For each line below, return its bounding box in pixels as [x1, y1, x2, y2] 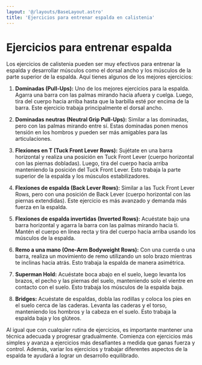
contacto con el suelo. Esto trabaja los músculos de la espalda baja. [14, 283, 184, 291]
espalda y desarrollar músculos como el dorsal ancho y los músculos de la [6, 67, 191, 74]
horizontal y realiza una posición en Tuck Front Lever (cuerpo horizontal [14, 153, 194, 161]
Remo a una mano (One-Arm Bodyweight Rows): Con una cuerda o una [14, 246, 196, 254]
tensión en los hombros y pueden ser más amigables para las [14, 129, 168, 136]
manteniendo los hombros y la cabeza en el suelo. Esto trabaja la [14, 308, 177, 315]
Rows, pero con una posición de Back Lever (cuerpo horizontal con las [14, 191, 191, 198]
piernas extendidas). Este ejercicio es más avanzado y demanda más [14, 197, 187, 204]
